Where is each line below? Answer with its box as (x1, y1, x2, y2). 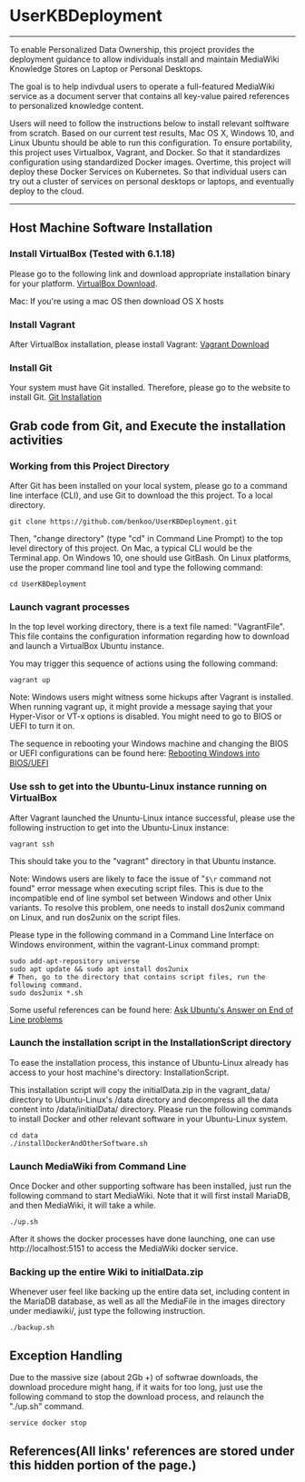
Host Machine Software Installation (9, 220, 213, 236)
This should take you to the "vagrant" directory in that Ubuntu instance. (9, 855, 277, 866)
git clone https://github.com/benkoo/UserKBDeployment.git (9, 517, 238, 526)
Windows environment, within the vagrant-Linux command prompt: (9, 939, 261, 950)
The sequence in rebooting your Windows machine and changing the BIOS (9, 738, 289, 750)
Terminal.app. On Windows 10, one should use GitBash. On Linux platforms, (9, 552, 292, 563)
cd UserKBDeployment (9, 579, 88, 589)
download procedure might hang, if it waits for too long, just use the (9, 1382, 263, 1393)
